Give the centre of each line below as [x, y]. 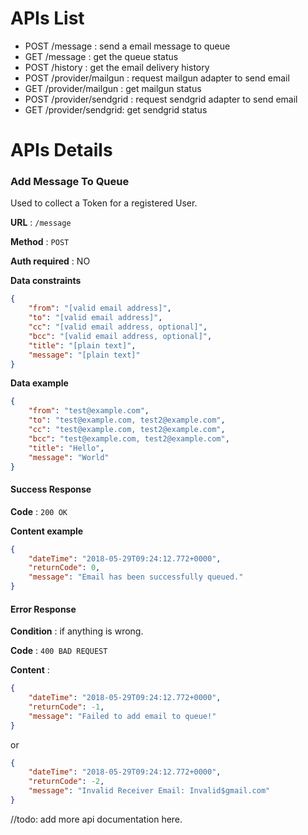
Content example [47, 531]
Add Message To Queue [70, 182]
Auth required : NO [50, 261]
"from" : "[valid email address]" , [100, 308]
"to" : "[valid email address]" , [95, 318]
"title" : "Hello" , [66, 448]
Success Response [51, 489]
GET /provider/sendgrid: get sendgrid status [116, 109]
